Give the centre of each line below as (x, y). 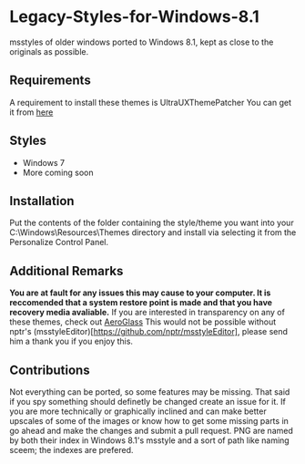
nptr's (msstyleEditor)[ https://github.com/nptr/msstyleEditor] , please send (149, 332)
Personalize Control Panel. (59, 242)
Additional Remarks (66, 271)
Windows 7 (44, 162)
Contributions (50, 370)
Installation (42, 201)
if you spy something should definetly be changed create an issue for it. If (148, 402)
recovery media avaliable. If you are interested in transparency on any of (147, 313)
